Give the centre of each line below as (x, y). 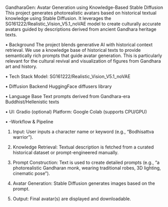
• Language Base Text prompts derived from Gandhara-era (68, 96)
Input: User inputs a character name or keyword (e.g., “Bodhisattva (83, 131)
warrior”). (23, 137)
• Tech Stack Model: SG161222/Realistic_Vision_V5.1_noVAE (68, 76)
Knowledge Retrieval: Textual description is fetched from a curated (83, 147)
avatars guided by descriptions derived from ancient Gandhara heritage (81, 29)
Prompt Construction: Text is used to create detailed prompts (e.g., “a (86, 162)
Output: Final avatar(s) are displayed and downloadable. (72, 199)
